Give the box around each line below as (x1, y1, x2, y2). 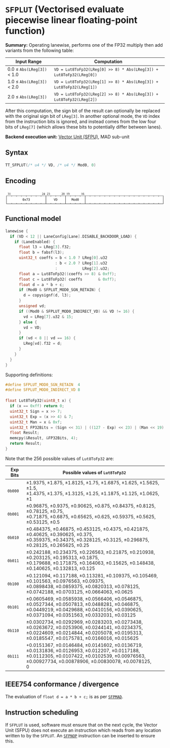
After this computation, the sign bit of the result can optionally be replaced (5, 108, 160, 114)
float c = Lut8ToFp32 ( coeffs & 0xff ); (18, 277, 116, 282)
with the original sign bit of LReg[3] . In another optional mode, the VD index (5, 113, 160, 119)
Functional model (5, 214, 61, 223)
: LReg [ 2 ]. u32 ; (55, 266, 110, 271)
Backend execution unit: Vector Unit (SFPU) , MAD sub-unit (5, 134, 130, 140)
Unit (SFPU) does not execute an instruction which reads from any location (5, 727, 161, 733)
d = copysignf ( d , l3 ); (23, 293, 71, 298)
